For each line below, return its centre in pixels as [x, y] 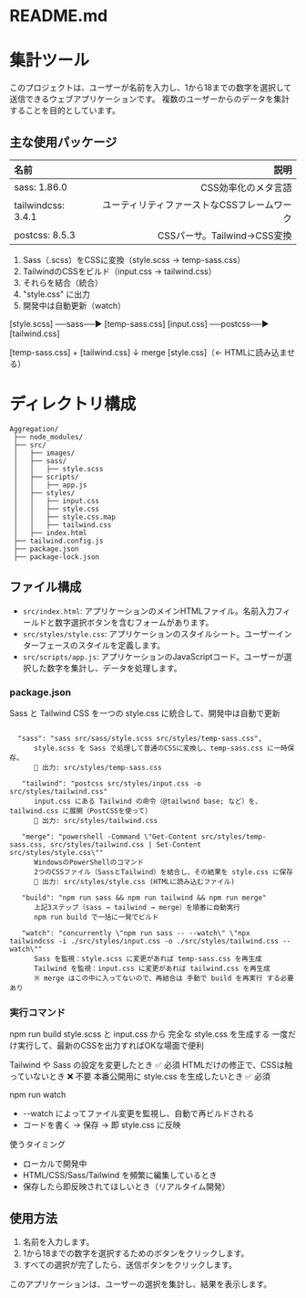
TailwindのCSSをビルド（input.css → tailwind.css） [119, 271]
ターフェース [46, 645]
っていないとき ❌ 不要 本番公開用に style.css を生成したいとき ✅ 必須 [140, 1076]
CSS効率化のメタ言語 [246, 187]
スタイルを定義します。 [122, 645]
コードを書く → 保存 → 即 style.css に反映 [102, 1125]
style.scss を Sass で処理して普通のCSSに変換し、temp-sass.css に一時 [161, 748]
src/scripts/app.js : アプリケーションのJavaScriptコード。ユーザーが [153, 656]
